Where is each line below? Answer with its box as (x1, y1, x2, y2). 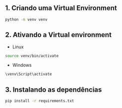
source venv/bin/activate (5, 53, 59, 58)
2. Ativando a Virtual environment (5, 31, 112, 39)
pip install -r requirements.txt (5, 99, 74, 104)
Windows (12, 62, 32, 68)
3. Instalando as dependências (5, 85, 102, 94)
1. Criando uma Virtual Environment (5, 4, 118, 12)
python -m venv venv (5, 17, 48, 22)
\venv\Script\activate (5, 72, 52, 77)
